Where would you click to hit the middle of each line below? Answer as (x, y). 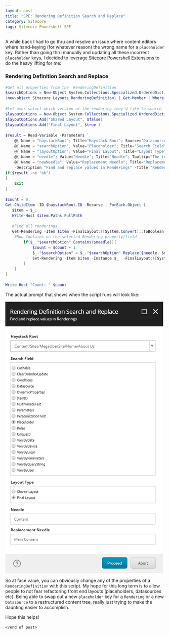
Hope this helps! (22, 617)
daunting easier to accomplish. (37, 607)
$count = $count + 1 (54, 247)
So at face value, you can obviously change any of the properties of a (78, 580)
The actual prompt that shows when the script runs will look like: (72, 294)
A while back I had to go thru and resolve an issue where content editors (81, 42)
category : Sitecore (26, 21)
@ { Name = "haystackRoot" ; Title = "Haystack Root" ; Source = (78, 141)
